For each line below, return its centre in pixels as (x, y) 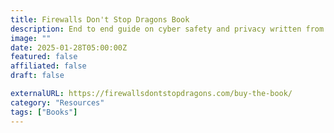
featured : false (44, 57)
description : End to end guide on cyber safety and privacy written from (167, 29)
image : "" (31, 38)
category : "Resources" (57, 102)
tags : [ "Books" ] (44, 112)
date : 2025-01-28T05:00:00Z (69, 47)
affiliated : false (48, 66)
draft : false (37, 76)
